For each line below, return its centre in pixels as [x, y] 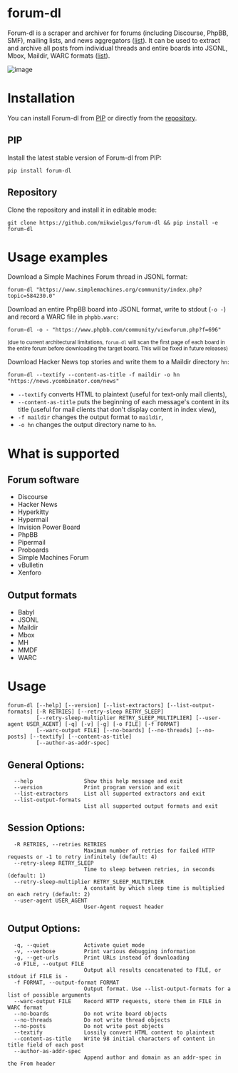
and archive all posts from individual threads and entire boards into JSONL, [118, 48]
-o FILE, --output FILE [49, 964]
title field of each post [46, 1045]
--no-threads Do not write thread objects [92, 1020]
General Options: [46, 765]
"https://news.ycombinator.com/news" [63, 381]
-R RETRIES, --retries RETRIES [60, 844]
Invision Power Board [49, 527]
